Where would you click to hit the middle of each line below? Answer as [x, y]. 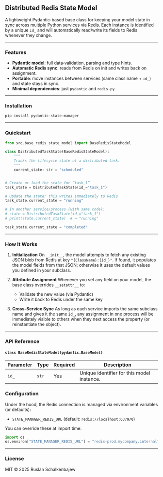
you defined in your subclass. [41, 270]
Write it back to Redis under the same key [61, 299]
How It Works [21, 244]
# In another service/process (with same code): [55, 209]
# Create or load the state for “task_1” [48, 183]
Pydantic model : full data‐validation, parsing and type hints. [72, 63]
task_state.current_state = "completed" [47, 227]
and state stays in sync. [36, 84]
